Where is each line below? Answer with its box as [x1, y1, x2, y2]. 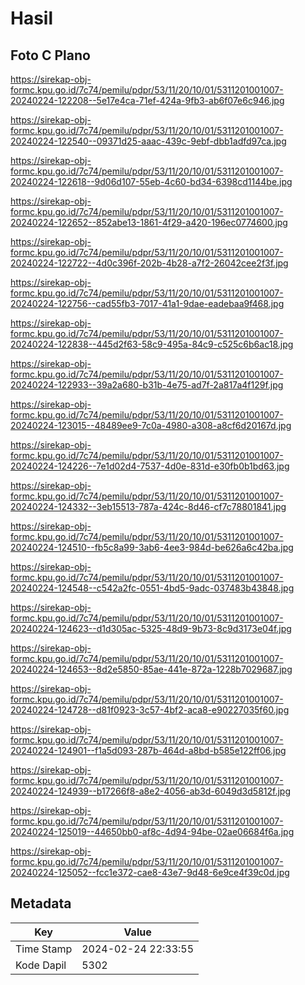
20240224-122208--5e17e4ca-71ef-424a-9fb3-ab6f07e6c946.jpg [10, 95, 285, 106]
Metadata [10, 895, 72, 912]
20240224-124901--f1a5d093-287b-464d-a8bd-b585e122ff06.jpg [10, 745, 287, 756]
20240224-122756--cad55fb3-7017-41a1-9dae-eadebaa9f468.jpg [10, 298, 285, 309]
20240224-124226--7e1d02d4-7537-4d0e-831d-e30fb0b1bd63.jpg [10, 460, 290, 472]
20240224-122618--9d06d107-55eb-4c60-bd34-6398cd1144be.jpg [10, 176, 293, 187]
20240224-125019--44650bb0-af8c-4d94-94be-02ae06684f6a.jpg [10, 826, 295, 837]
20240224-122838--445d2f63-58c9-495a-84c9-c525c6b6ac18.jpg [10, 338, 294, 350]
